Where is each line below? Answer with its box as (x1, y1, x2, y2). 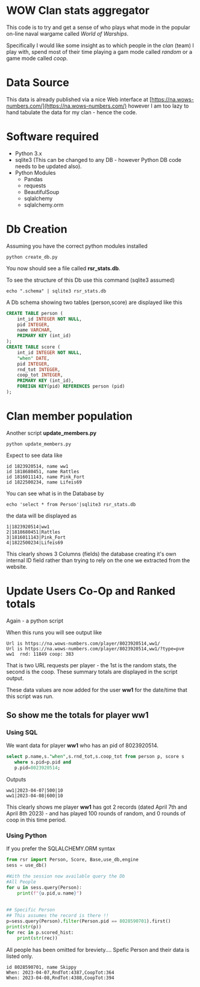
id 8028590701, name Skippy (6, 964, 77, 970)
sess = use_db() (6, 862, 47, 869)
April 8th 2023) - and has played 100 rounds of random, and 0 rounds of (6, 810, 186, 817)
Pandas (23, 175, 43, 183)
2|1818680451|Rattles (6, 529, 61, 535)
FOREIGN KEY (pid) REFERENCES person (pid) (17, 383, 125, 390)
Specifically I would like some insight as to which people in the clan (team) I (6, 42, 195, 49)
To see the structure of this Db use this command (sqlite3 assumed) (6, 276, 175, 283)
